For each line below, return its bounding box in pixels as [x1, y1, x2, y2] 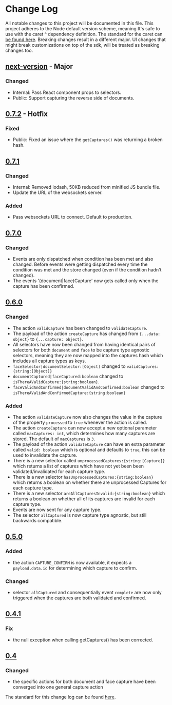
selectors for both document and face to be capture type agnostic [12, 347, 150, 353]
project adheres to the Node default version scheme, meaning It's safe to [5, 25, 160, 31]
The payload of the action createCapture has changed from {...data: [12, 330, 161, 337]
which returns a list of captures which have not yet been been [12, 463, 144, 469]
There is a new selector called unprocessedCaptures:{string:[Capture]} [12, 457, 165, 463]
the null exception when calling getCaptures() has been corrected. [12, 637, 154, 643]
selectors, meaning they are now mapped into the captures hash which [12, 352, 163, 358]
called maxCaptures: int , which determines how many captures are [12, 430, 156, 436]
